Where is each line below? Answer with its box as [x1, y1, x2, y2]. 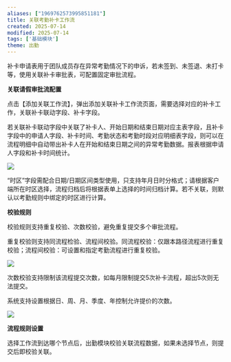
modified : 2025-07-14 [7, 29, 69, 36]
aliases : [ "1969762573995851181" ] [7, 10, 107, 17]
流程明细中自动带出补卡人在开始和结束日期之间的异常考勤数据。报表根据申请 [7, 140, 224, 148]
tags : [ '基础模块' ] [7, 36, 59, 43]
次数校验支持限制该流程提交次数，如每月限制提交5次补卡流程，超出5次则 [7, 273, 213, 281]
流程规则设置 [7, 324, 43, 332]
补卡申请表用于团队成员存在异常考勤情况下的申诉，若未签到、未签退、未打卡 [7, 62, 224, 70]
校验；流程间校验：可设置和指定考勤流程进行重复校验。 [7, 246, 164, 254]
